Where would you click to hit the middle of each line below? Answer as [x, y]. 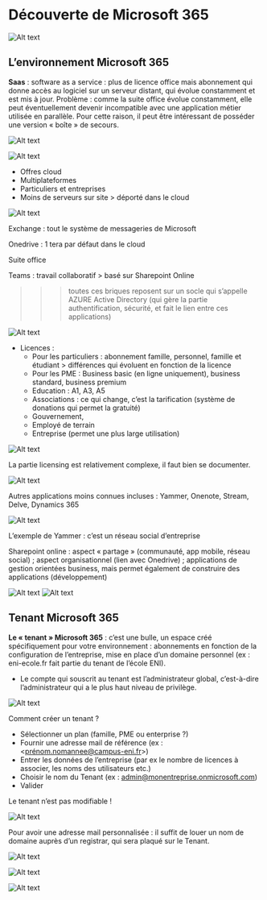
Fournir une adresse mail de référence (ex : [91, 742]
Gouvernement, [58, 416]
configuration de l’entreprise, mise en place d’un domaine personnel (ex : [129, 654]
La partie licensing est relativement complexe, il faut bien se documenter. [129, 464]
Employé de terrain [63, 425]
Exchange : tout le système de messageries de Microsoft [103, 228]
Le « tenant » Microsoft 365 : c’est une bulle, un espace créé [110, 637]
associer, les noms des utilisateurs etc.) [85, 768]
